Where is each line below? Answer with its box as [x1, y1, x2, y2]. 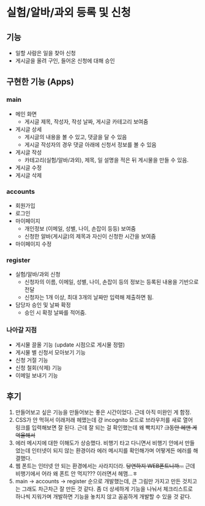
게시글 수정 [15, 164, 42, 171]
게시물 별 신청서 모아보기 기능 [15, 348, 86, 356]
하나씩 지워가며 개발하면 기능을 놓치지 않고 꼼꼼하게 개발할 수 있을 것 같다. [15, 493, 192, 500]
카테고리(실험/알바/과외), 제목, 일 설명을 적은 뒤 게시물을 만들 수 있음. [24, 156, 189, 163]
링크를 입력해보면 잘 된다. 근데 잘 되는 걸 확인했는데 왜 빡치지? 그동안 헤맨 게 [15, 424, 198, 431]
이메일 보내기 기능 [15, 372, 58, 379]
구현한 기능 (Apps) [6, 77, 75, 87]
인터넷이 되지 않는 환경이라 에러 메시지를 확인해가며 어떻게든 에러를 [31, 447, 192, 454]
